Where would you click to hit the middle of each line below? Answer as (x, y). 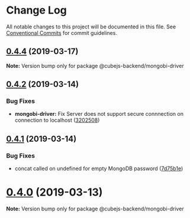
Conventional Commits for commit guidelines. (62, 32)
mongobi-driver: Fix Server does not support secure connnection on (99, 114)
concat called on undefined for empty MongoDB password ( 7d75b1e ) (99, 168)
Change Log (36, 10)
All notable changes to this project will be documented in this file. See (91, 27)
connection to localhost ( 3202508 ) (57, 120)
